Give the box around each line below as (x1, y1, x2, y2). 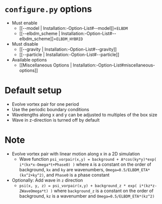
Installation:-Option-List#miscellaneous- (73, 62, 156, 68)
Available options (11, 57, 47, 63)
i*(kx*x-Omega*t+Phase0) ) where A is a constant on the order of (19, 161, 152, 167)
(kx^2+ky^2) (19, 173, 44, 178)
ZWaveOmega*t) (19, 189, 49, 194)
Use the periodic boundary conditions (11, 106, 90, 112)
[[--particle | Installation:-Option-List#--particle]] (19, 51, 119, 58)
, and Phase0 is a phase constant (44, 172, 109, 178)
